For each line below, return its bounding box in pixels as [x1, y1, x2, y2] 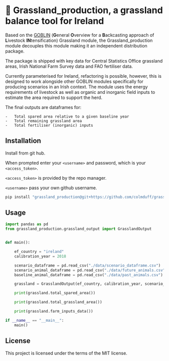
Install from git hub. [5, 150, 46, 156]
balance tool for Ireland [5, 15, 104, 27]
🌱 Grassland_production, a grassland [5, 5, 163, 16]
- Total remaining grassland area [5, 118, 82, 123]
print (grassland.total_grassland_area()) [14, 300, 102, 305]
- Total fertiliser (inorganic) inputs [5, 123, 94, 128]
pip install [5, 194, 30, 199]
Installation [5, 136, 41, 145]
